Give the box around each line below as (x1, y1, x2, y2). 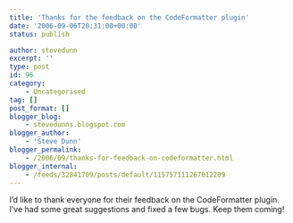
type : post (9, 62, 50, 71)
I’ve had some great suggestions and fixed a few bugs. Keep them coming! (9, 204, 285, 215)
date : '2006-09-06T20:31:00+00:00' (9, 21, 142, 30)
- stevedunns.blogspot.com (25, 120, 126, 129)
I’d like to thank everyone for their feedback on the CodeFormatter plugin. (9, 194, 280, 205)
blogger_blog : (9, 112, 63, 121)
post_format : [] (9, 103, 70, 112)
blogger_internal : (9, 161, 78, 170)
